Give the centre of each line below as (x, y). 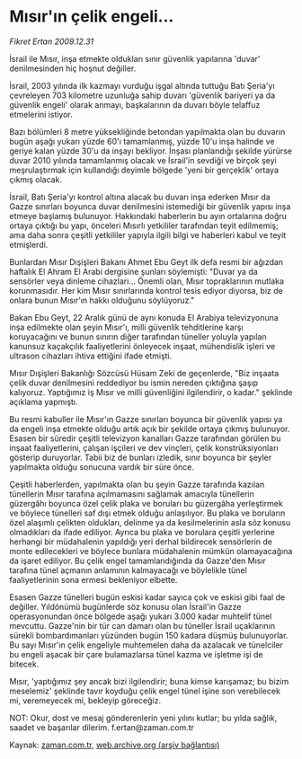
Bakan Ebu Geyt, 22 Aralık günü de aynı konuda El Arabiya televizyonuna (144, 317)
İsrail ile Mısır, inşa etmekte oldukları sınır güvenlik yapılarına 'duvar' (135, 58)
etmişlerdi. (29, 244)
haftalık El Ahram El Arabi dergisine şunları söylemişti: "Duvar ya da (133, 271)
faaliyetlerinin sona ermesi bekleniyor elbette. (93, 579)
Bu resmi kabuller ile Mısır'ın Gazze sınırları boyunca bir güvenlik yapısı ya (146, 419)
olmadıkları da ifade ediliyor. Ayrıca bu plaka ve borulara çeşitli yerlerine (142, 532)
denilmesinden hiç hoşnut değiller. (73, 68)
